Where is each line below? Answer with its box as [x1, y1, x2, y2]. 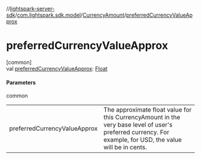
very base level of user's [103, 121, 173, 129]
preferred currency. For [103, 128, 169, 137]
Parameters [6, 79, 36, 86]
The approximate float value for [103, 106, 192, 114]
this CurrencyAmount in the [103, 113, 181, 122]
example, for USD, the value [103, 136, 182, 144]
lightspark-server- [10, 5, 55, 12]
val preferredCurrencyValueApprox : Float [6, 65, 108, 72]
